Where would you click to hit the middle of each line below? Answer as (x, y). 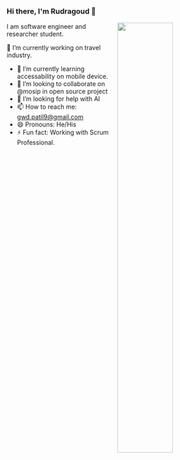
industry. (19, 55)
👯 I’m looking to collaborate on (61, 84)
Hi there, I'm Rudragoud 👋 (51, 11)
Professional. (36, 143)
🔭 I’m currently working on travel (54, 48)
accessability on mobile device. (62, 76)
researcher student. (35, 34)
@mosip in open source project (62, 92)
